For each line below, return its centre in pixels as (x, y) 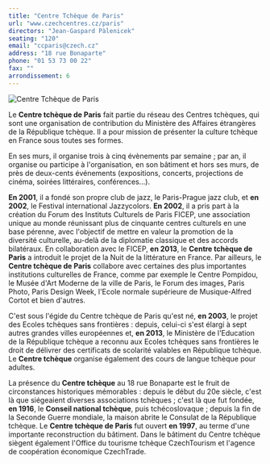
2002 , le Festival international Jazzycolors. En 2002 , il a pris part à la (124, 206)
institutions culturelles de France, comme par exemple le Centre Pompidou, (133, 274)
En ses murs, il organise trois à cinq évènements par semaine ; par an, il (127, 156)
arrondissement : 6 (39, 76)
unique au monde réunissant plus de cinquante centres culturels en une (127, 223)
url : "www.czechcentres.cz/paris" (66, 23)
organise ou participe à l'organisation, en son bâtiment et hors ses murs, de (134, 164)
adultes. (22, 367)
